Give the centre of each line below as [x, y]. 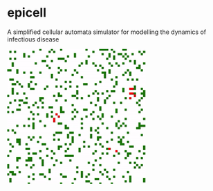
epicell [27, 13]
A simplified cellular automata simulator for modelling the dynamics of [106, 32]
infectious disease [33, 39]
